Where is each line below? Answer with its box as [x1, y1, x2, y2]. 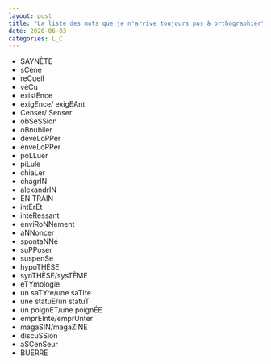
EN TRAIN [19, 194, 54, 203]
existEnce [19, 90, 53, 101]
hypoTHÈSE [19, 262, 60, 272]
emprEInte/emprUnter [19, 314, 94, 324]
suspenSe [19, 253, 54, 263]
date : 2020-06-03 [8, 27, 67, 35]
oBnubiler [19, 125, 52, 135]
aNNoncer [19, 228, 55, 238]
